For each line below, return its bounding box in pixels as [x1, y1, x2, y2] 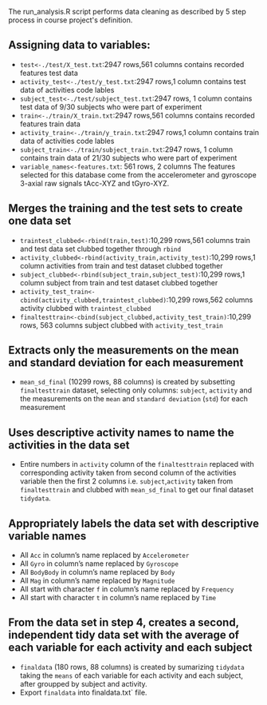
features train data [19, 119, 81, 129]
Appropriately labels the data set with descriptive [8, 516, 259, 530]
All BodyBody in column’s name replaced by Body [19, 568, 175, 577]
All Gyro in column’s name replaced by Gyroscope [19, 559, 179, 568]
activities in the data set [8, 438, 130, 452]
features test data [19, 68, 78, 78]
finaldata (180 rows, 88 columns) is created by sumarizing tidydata [19, 662, 245, 671]
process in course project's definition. [8, 15, 133, 25]
